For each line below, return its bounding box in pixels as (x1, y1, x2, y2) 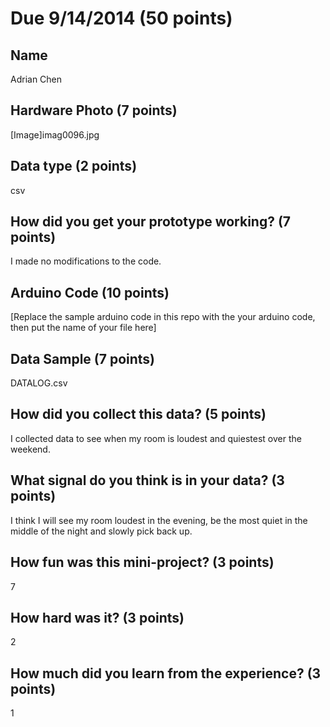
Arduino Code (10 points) (10, 284, 170, 301)
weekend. (10, 443, 51, 455)
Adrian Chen (10, 73, 63, 85)
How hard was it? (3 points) (10, 609, 185, 626)
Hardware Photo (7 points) (10, 102, 178, 119)
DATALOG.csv (10, 377, 68, 389)
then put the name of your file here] (10, 322, 157, 334)
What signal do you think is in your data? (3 (10, 472, 285, 489)
